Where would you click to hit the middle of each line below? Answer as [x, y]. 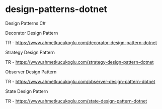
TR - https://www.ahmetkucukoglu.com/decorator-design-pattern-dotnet [81, 42]
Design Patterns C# [26, 23]
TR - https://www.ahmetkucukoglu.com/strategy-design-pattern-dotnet [79, 62]
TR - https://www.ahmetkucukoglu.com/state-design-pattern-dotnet [76, 101]
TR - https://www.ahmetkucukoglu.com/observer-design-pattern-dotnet [80, 81]
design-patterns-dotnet [56, 9]
